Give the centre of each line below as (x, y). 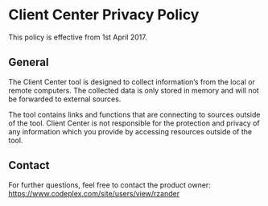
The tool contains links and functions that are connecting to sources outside (134, 114)
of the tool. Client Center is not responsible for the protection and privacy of (134, 123)
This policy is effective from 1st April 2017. (78, 37)
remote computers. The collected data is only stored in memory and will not (134, 90)
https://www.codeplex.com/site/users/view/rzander (94, 193)
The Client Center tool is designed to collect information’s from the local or (132, 81)
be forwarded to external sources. (65, 99)
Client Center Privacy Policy (104, 15)
